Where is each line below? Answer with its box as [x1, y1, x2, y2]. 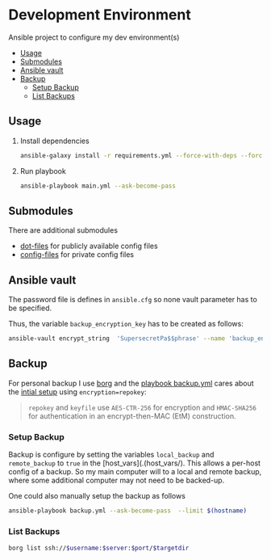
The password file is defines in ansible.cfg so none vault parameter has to [8, 295, 258, 305]
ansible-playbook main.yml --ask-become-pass [19, 182, 176, 190]
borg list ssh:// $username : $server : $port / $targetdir [8, 544, 190, 553]
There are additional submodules [8, 225, 119, 235]
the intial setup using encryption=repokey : [8, 386, 147, 397]
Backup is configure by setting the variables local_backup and [8, 450, 215, 460]
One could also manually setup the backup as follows [8, 491, 186, 501]
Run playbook [19, 166, 66, 175]
